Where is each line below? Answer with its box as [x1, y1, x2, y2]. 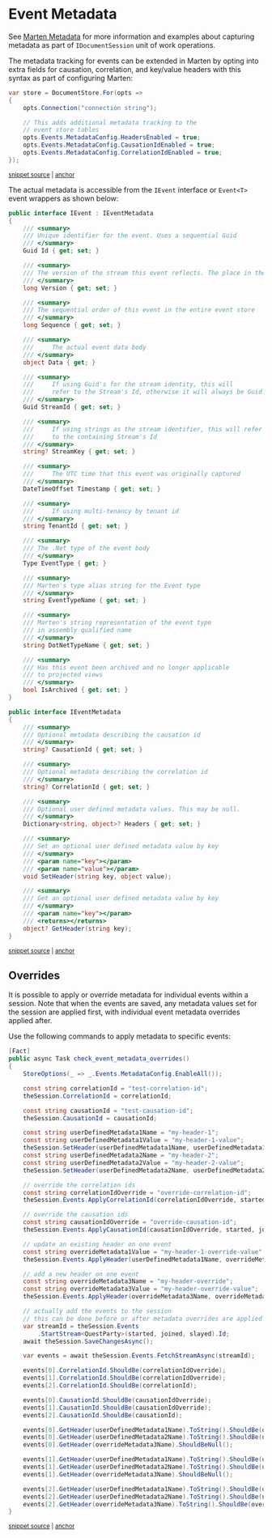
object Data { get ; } [23, 358, 96, 367]
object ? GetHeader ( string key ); [23, 924, 132, 933]
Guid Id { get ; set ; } [23, 247, 100, 255]
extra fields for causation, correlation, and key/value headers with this [8, 64, 241, 74]
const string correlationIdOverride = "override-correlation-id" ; [23, 1188, 252, 1196]
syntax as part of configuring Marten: [8, 73, 134, 83]
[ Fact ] [8, 1047, 31, 1056]
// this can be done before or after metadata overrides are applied [23, 1315, 263, 1323]
